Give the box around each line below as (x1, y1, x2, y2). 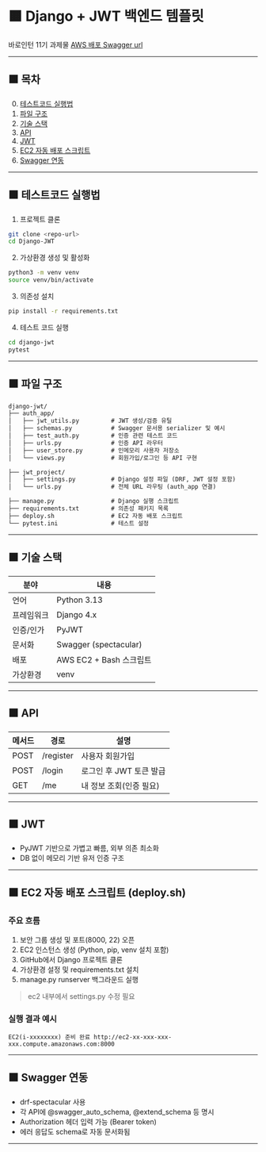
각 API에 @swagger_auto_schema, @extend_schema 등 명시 (19, 1107, 215, 1116)
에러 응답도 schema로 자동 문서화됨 (19, 1127, 131, 1136)
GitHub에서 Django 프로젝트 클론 (19, 954, 123, 964)
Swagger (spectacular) (56, 639, 142, 651)
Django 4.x (56, 609, 97, 620)
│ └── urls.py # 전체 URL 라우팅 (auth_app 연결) (8, 483, 217, 491)
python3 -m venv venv (8, 269, 80, 277)
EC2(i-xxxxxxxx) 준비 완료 (8, 1033, 91, 1042)
